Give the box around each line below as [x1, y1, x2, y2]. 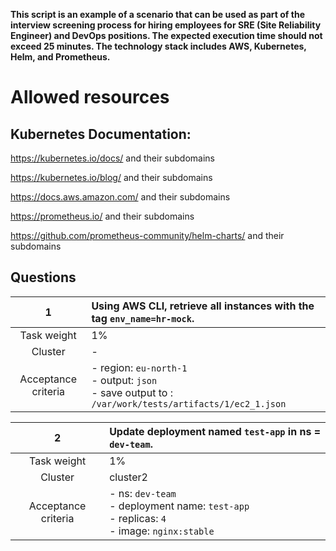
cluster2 [109, 470, 148, 484]
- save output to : [91, 385, 173, 399]
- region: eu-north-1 [91, 360, 188, 374]
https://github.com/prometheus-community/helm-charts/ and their [10, 230, 285, 241]
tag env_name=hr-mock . [91, 311, 195, 325]
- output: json [91, 373, 158, 387]
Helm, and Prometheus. [10, 51, 111, 63]
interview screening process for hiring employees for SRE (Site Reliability [10, 19, 322, 31]
